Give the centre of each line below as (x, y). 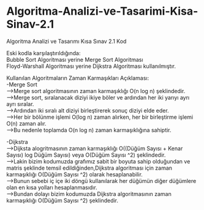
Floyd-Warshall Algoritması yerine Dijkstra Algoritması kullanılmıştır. (91, 66)
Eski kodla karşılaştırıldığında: (43, 53)
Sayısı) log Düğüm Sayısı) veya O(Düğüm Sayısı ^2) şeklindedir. (86, 155)
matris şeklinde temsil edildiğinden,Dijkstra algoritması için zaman (89, 168)
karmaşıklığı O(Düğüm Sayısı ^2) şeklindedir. (62, 200)
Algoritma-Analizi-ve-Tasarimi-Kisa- (102, 11)
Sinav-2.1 (30, 24)
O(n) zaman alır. (27, 123)
